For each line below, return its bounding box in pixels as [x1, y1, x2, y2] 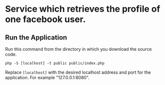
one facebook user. [5, 14, 86, 25]
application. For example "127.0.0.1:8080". [5, 75, 90, 80]
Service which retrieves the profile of [5, 3, 161, 15]
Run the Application [5, 33, 67, 42]
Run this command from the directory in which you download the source [5, 46, 152, 52]
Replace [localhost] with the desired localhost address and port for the [5, 69, 151, 75]
